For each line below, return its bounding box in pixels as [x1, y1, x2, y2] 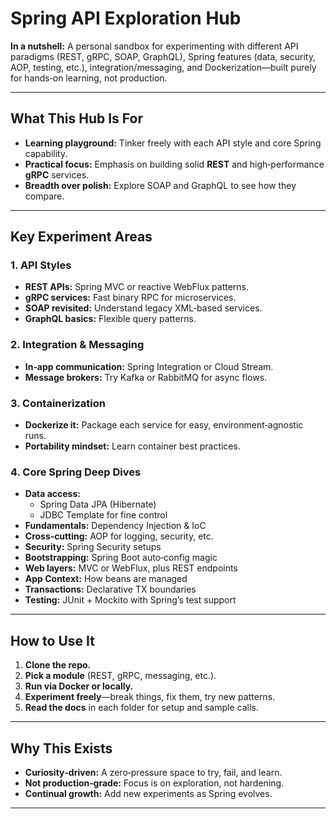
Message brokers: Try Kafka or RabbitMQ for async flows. [24, 371, 268, 383]
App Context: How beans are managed [24, 573, 188, 585]
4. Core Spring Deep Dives [10, 465, 142, 479]
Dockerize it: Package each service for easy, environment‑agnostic [24, 419, 304, 431]
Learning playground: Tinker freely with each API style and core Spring [24, 137, 322, 149]
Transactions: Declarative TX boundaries [24, 583, 197, 596]
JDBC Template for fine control [39, 509, 168, 521]
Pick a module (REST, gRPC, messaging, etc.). [24, 670, 217, 682]
